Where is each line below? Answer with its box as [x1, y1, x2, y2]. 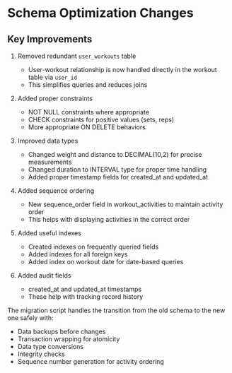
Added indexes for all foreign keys [28, 250, 128, 259]
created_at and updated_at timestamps [28, 285, 142, 293]
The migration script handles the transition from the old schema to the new [7, 306, 226, 314]
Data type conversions [17, 343, 83, 350]
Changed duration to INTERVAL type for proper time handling [28, 165, 207, 174]
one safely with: [7, 314, 54, 322]
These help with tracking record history [28, 292, 144, 301]
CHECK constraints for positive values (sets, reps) [28, 115, 175, 124]
